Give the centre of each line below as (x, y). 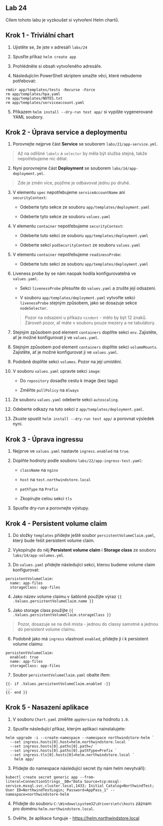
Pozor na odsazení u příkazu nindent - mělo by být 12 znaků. (86, 317)
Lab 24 (16, 8)
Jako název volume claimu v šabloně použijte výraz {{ (67, 597)
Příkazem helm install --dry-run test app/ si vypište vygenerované (83, 112)
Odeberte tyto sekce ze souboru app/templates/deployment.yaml (85, 207)
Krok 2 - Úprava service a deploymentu (66, 133)
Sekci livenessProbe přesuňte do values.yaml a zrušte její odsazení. (88, 288)
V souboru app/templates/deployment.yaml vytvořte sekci (78, 298)
